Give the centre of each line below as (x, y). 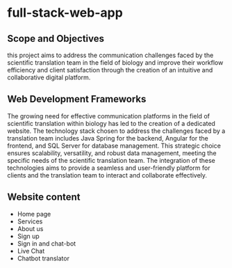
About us (30, 228)
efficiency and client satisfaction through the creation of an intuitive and (110, 70)
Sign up (28, 236)
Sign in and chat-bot (47, 243)
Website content (44, 197)
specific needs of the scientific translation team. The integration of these (111, 160)
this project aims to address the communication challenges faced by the (110, 55)
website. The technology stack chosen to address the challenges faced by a (116, 131)
